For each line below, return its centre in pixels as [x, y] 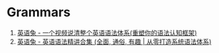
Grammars [39, 12]
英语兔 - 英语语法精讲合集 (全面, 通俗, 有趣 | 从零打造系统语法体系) [114, 41]
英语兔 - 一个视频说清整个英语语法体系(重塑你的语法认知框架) [107, 33]
